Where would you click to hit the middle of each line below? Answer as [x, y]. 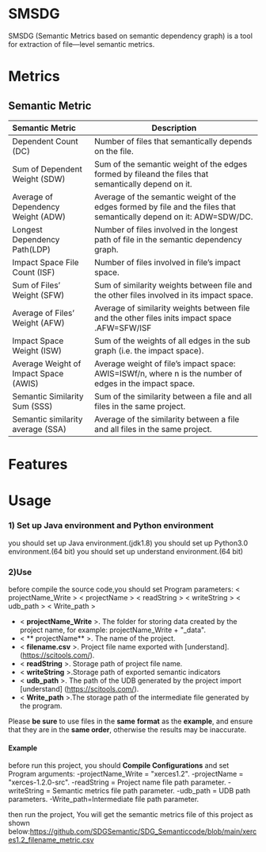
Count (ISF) [34, 272]
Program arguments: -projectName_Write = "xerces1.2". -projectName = [126, 774]
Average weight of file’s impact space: [165, 364]
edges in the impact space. [145, 384]
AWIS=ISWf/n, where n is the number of [169, 373]
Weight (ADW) [39, 217]
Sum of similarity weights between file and [173, 285]
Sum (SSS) [32, 406]
